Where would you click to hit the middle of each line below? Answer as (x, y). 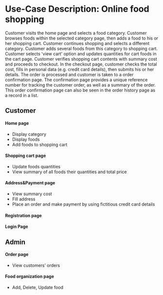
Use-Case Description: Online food (77, 9)
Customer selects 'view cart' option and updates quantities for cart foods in (81, 54)
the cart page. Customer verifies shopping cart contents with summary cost (81, 59)
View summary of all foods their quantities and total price (69, 172)
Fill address (24, 199)
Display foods (26, 139)
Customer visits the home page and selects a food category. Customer (76, 33)
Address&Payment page (30, 183)
